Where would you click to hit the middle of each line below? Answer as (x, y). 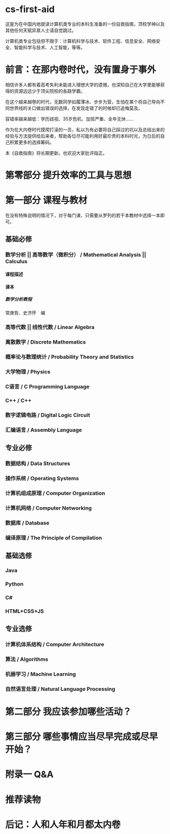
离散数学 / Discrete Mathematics (46, 342)
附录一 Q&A (30, 775)
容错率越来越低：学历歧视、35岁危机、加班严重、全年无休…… (70, 119)
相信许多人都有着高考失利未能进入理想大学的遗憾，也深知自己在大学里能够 (83, 85)
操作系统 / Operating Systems (42, 478)
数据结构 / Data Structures (38, 464)
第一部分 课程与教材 (46, 200)
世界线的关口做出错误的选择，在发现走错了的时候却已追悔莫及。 (76, 108)
